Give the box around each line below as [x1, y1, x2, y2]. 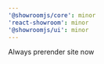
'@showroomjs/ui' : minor [8, 26, 89, 34]
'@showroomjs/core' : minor [8, 11, 96, 20]
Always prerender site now [8, 48, 95, 57]
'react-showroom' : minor [8, 19, 89, 27]
